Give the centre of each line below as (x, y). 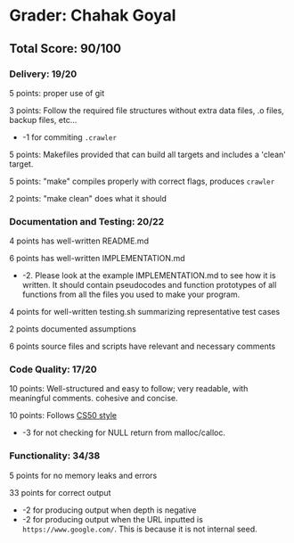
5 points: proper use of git (57, 93)
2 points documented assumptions (73, 329)
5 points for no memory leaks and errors (83, 475)
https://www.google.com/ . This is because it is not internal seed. (140, 529)
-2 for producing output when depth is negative (109, 510)
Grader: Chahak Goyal (93, 16)
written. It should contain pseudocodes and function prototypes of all (149, 285)
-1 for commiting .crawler (69, 137)
